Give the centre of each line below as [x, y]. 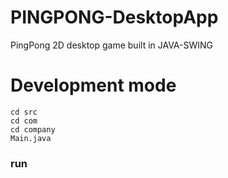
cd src [24, 112]
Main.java [31, 138]
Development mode [93, 85]
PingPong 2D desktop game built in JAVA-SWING [112, 45]
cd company [33, 129]
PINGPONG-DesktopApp [114, 17]
